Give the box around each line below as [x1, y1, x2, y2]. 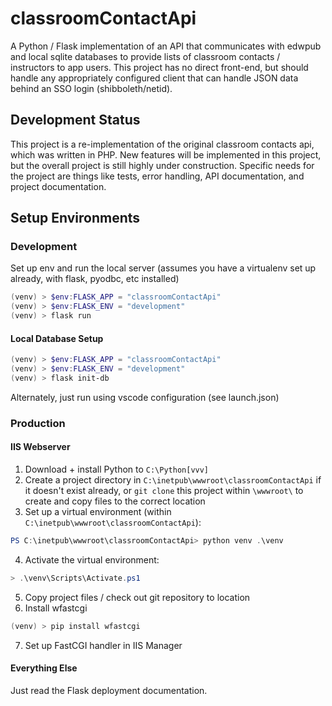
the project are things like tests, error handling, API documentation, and [10, 170, 305, 182]
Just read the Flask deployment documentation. [10, 684, 208, 696]
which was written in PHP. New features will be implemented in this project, [10, 148, 322, 161]
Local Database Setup [10, 332, 104, 344]
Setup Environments [10, 210, 141, 227]
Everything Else [10, 662, 78, 674]
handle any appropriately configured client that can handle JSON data [10, 72, 299, 84]
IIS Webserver [10, 441, 71, 453]
